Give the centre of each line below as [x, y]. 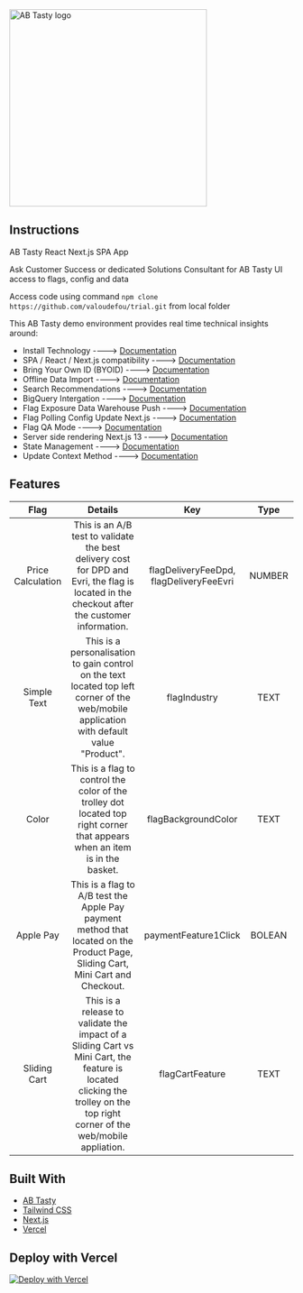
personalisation [103, 652]
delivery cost [103, 558]
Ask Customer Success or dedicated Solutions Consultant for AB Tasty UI [146, 269]
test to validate [103, 536]
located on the [102, 940]
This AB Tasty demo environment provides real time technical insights [139, 323]
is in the [103, 858]
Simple [37, 692]
